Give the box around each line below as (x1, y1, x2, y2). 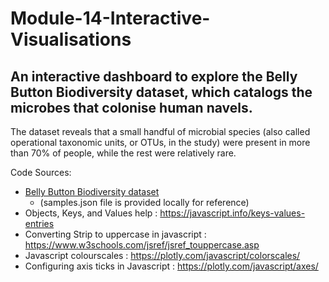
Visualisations (10, 28, 132, 51)
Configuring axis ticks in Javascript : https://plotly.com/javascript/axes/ (24, 260, 319, 272)
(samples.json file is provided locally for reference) (39, 197, 250, 208)
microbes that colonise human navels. (10, 99, 253, 116)
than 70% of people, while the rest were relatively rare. (10, 147, 237, 159)
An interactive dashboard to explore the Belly (10, 68, 298, 85)
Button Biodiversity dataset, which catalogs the (10, 83, 313, 101)
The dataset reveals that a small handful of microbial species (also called (10, 126, 311, 137)
